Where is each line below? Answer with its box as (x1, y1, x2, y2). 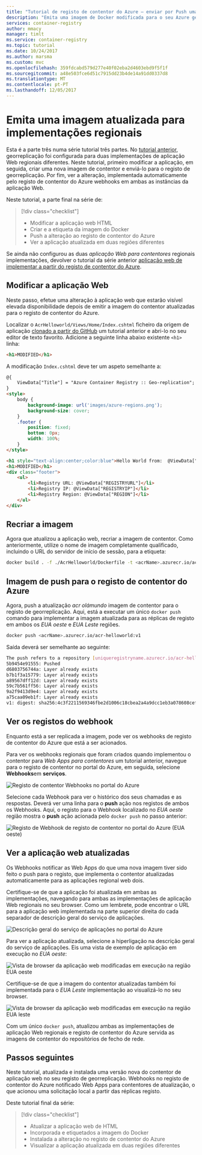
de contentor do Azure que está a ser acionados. (6, 739, 127, 746)
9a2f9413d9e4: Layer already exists (6, 689, 98, 695)
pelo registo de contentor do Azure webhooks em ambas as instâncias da (6, 178, 189, 185)
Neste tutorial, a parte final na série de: (6, 196, 103, 203)
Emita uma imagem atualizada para (6, 113, 185, 127)
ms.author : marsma (6, 54, 52, 60)
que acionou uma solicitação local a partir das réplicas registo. (6, 1088, 161, 1095)
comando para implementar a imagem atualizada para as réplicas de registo (6, 615, 194, 622)
